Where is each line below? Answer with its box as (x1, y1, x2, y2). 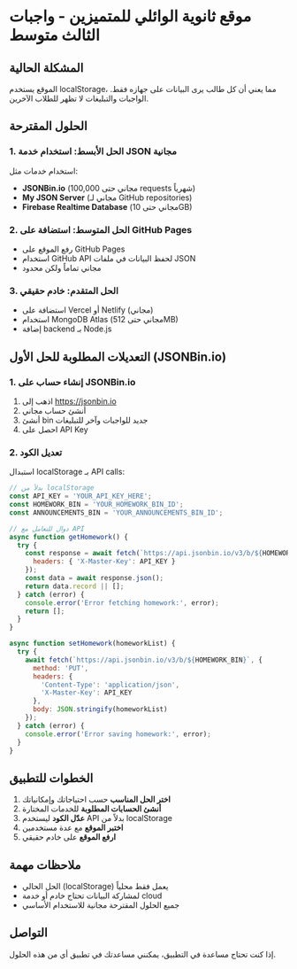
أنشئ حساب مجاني (21, 405, 87, 415)
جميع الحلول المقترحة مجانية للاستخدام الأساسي (21, 900, 179, 911)
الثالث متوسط (9, 25, 100, 45)
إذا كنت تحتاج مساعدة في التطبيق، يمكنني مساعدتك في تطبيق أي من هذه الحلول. (9, 949, 277, 959)
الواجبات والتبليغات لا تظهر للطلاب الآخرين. (9, 93, 149, 104)
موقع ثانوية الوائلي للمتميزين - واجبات (9, 6, 252, 27)
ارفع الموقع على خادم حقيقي (21, 832, 117, 842)
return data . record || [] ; (25, 582, 125, 591)
